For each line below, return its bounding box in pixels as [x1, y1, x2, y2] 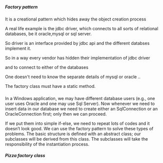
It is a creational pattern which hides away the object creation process [5, 16, 146, 22]
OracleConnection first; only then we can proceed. [5, 111, 107, 117]
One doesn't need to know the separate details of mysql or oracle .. [5, 74, 141, 80]
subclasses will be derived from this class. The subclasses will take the [5, 136, 148, 142]
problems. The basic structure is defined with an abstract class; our [5, 131, 141, 137]
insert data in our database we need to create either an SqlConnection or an [5, 106, 158, 112]
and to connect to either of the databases [5, 64, 89, 70]
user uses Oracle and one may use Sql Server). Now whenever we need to [5, 101, 155, 107]
